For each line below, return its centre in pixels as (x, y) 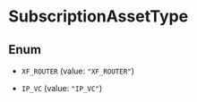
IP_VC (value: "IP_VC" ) (62, 88)
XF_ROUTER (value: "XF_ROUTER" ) (78, 71)
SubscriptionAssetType (98, 17)
